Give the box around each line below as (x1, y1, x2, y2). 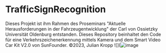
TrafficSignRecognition (5, 4, 106, 15)
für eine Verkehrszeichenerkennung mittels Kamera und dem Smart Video (5, 37, 161, 43)
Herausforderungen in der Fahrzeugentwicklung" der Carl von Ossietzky (5, 25, 158, 32)
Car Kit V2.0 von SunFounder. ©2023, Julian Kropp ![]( (5, 42, 121, 48)
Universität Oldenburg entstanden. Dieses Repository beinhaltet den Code (5, 31, 161, 37)
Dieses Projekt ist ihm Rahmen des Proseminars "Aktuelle (5, 20, 126, 26)
